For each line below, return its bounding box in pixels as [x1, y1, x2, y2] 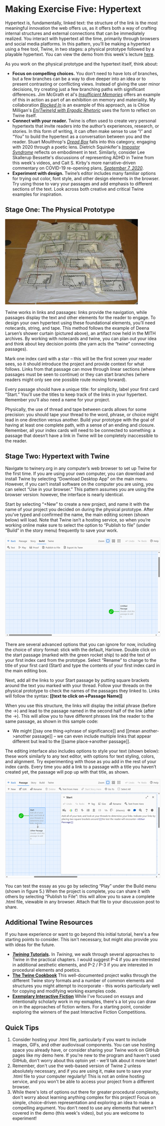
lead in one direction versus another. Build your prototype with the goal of [5, 417, 155, 423]
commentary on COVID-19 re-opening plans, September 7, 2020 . [12, 165, 144, 171]
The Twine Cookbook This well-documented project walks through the [12, 972, 157, 978]
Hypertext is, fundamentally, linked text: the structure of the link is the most [5, 20, 158, 26]
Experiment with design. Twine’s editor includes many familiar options [12, 170, 156, 176]
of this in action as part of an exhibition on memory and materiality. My [12, 96, 156, 102]
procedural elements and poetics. [12, 967, 81, 973]
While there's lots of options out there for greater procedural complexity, [12, 1089, 160, 1095]
